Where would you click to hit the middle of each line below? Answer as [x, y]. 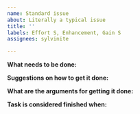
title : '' [21, 26]
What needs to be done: [42, 65]
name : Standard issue [38, 13]
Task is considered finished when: [57, 104]
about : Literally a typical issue [57, 20]
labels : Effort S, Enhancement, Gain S [64, 33]
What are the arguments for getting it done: [70, 91]
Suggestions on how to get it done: [58, 78]
